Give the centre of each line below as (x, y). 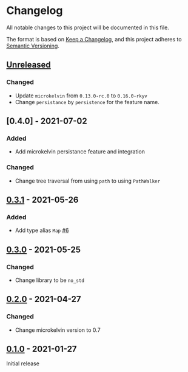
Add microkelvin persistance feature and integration (80, 152)
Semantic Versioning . (33, 46)
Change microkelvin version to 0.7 (58, 330)
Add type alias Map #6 (42, 230)
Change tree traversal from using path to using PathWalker (88, 181)
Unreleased (29, 65)
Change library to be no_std (50, 280)
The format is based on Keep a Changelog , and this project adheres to (94, 39)
